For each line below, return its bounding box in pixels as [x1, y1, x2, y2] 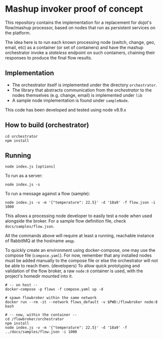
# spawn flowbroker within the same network [5, 296, 97, 301]
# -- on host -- [5, 282, 38, 288]
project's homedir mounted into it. [5, 273, 73, 279]
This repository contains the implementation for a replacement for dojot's [5, 19, 152, 25]
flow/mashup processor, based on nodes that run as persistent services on [5, 24, 156, 30]
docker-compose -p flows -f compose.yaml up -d [5, 287, 104, 292]
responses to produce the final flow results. [5, 55, 92, 60]
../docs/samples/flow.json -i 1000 [5, 330, 77, 335]
